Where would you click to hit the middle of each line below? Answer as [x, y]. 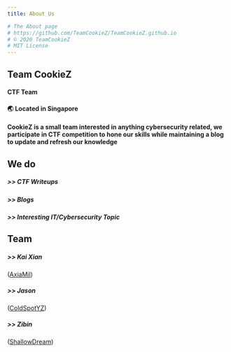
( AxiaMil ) [20, 274]
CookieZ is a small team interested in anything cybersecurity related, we [115, 127]
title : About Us [31, 14]
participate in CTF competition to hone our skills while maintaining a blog [115, 134]
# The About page [33, 26]
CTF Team [22, 92]
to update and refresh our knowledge [62, 142]
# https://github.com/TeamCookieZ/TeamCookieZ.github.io [92, 33]
